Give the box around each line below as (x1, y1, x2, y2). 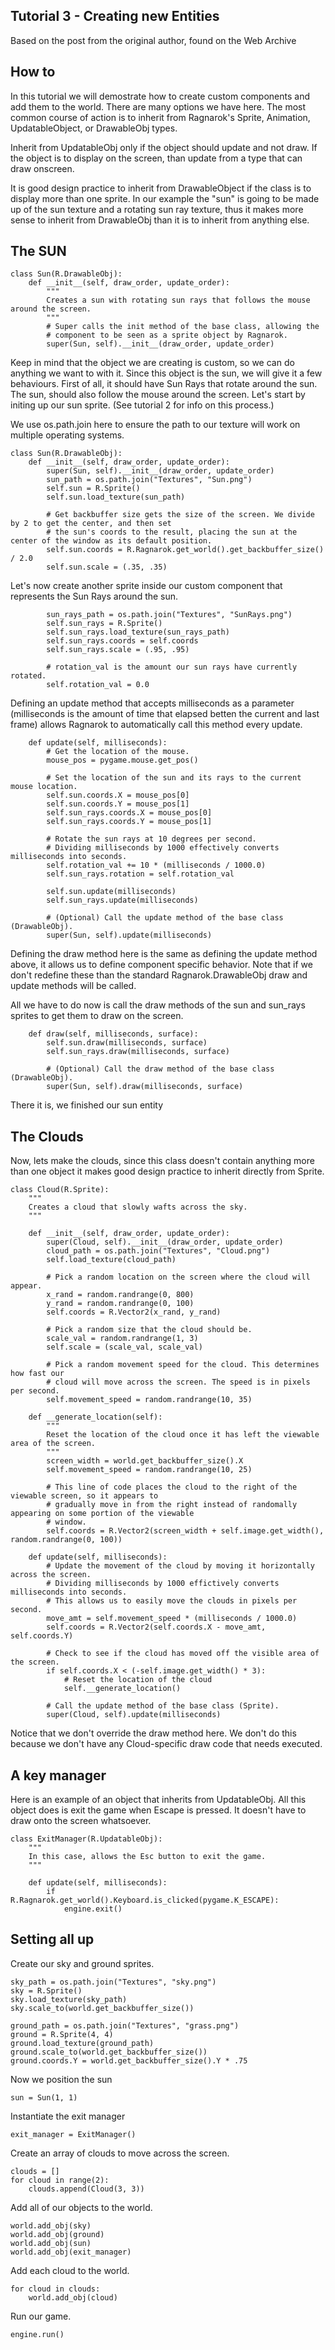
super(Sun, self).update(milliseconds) (46, 930, 213, 941)
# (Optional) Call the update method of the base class (46, 913, 284, 923)
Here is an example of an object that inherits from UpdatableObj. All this (10, 1794, 307, 1806)
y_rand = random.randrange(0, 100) (46, 1299, 195, 1309)
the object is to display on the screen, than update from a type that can (10, 152, 303, 164)
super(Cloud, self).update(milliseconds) (46, 1710, 222, 1720)
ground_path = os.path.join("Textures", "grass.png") (10, 2020, 240, 2031)
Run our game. (10, 2310, 72, 2322)
